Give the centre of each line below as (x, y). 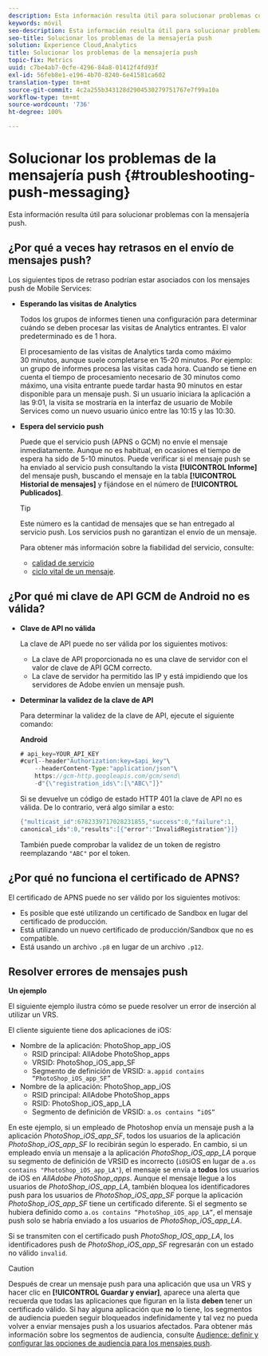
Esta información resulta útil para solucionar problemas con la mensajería (129, 214)
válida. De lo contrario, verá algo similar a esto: (97, 807)
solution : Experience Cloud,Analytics (73, 45)
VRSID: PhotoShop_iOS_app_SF (83, 1062)
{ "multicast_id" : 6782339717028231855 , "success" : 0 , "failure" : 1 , (127, 822)
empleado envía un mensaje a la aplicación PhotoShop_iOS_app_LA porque (132, 1153)
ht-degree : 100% (35, 112)
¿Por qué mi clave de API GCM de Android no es (129, 596)
